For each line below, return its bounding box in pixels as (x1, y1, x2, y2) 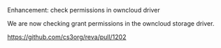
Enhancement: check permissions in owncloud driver (7, 6, 161, 14)
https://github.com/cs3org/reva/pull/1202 (7, 33, 127, 41)
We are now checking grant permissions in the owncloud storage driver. (7, 19, 215, 27)
